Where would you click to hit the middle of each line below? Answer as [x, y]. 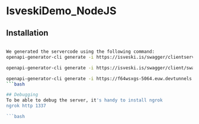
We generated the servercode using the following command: [81, 52]
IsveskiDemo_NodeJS [61, 11]
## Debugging [22, 95]
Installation [27, 33]
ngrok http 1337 [26, 106]
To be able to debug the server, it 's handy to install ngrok [84, 100]
